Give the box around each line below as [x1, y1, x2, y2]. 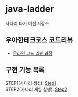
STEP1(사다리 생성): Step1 [5, 80, 56, 86]
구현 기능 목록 [5, 66, 45, 74]
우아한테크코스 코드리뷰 [5, 36, 73, 45]
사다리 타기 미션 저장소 [5, 20, 49, 26]
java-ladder [5, 3, 54, 15]
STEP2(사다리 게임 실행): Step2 [5, 86, 67, 92]
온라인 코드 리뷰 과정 [12, 50, 53, 56]
